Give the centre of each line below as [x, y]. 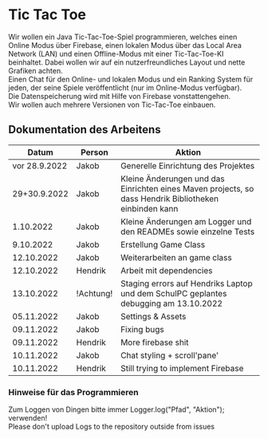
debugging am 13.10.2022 [172, 303]
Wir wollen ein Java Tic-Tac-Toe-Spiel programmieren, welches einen [123, 37]
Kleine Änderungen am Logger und [186, 221]
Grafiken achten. [35, 70]
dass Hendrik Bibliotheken [170, 199]
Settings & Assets [154, 316]
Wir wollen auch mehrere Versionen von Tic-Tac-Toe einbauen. [112, 105]
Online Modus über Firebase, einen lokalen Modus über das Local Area [125, 45]
